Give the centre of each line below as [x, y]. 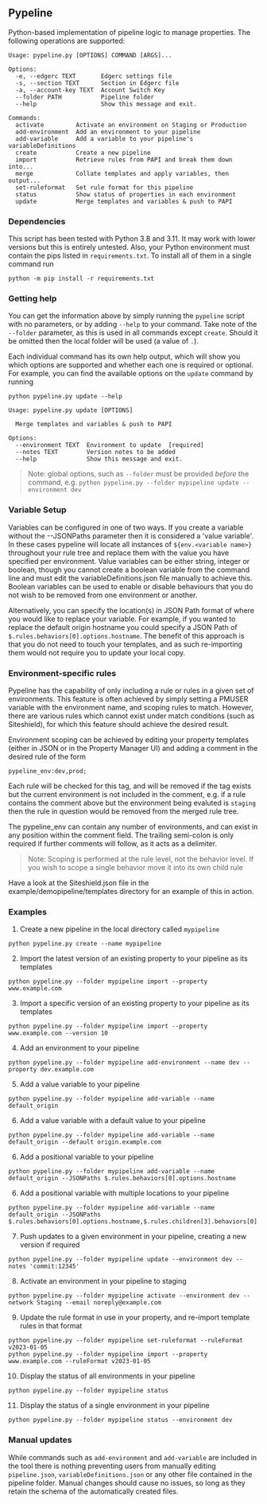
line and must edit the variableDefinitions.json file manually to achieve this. [130, 578]
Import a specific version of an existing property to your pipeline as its [135, 1003]
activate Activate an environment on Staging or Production [131, 125]
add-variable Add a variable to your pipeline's [104, 138]
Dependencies [37, 221]
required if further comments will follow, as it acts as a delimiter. [112, 843]
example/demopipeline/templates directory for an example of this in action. [131, 891]
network [21, 1303]
